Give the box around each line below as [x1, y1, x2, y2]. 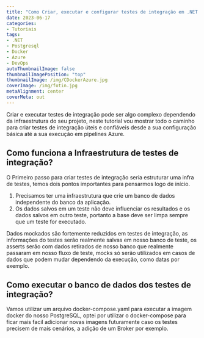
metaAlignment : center [6, 88, 64, 95]
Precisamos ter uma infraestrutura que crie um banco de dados [15, 192, 175, 199]
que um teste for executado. [15, 218, 87, 225]
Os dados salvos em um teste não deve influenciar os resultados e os [15, 205, 191, 212]
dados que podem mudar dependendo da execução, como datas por [6, 256, 180, 263]
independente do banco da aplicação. [15, 198, 111, 206]
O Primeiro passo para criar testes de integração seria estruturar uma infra [6, 173, 194, 181]
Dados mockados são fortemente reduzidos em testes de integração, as [6, 229, 188, 237]
